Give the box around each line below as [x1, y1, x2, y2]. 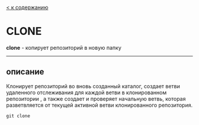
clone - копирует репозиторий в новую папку [6, 44, 121, 51]
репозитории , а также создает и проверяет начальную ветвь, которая [6, 95, 186, 102]
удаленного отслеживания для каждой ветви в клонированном [6, 89, 167, 96]
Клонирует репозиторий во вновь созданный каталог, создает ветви [6, 82, 181, 89]
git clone [6, 113, 31, 119]
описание [6, 67, 44, 77]
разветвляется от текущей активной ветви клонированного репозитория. [6, 101, 193, 108]
